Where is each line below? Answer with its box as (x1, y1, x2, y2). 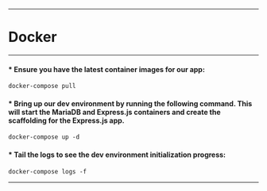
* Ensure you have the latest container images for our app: (8, 64, 205, 74)
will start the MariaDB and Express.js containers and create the (8, 107, 221, 117)
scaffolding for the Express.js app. (8, 116, 125, 125)
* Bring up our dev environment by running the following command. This (8, 98, 253, 108)
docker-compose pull (8, 82, 77, 90)
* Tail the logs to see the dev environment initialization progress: (8, 150, 226, 159)
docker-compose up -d (8, 133, 80, 141)
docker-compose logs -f (8, 167, 87, 175)
